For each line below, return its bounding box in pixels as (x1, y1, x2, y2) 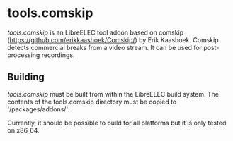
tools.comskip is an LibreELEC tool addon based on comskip (7, 28, 184, 37)
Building (7, 71, 45, 83)
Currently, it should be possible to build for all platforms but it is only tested (7, 118, 227, 127)
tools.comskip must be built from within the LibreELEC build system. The (7, 90, 220, 98)
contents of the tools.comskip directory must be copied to (7, 97, 177, 106)
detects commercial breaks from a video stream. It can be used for (7, 43, 203, 51)
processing (7, 51, 40, 59)
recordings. (41, 51, 76, 59)
